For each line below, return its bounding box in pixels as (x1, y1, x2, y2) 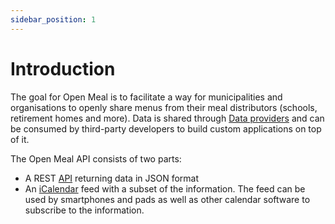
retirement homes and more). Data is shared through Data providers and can (10, 112, 325, 124)
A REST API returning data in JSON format (24, 172, 200, 184)
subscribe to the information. (24, 204, 145, 216)
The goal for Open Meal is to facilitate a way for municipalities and (10, 91, 283, 103)
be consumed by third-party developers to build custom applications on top (10, 122, 322, 135)
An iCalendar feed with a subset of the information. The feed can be (24, 182, 306, 195)
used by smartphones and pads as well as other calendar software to (24, 193, 311, 205)
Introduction (10, 57, 116, 80)
